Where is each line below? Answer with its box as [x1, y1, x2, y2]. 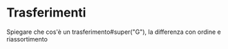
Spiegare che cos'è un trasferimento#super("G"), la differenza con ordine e [6, 28, 222, 36]
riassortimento [6, 35, 48, 43]
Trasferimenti [6, 5, 86, 21]
